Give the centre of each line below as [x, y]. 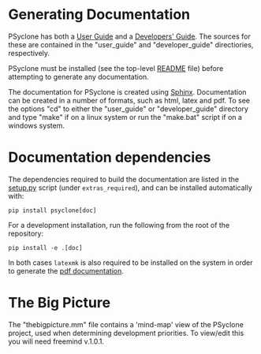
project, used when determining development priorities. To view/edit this [126, 333]
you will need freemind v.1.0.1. [56, 341]
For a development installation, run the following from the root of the [119, 225]
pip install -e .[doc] [45, 248]
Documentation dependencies [110, 157]
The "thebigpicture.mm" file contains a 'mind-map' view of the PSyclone [126, 324]
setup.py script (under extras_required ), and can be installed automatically [130, 188]
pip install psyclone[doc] [52, 211]
